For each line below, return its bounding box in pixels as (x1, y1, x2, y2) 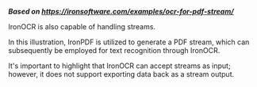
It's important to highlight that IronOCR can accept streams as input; (8, 61, 232, 70)
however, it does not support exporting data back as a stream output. (8, 70, 235, 78)
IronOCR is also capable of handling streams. (8, 22, 156, 31)
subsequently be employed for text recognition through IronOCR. (8, 46, 221, 55)
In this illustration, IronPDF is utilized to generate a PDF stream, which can (8, 37, 250, 47)
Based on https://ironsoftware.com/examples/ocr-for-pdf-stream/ (8, 7, 234, 16)
